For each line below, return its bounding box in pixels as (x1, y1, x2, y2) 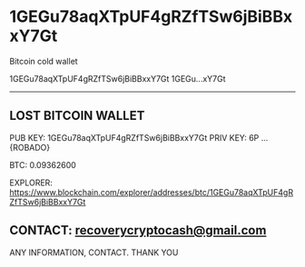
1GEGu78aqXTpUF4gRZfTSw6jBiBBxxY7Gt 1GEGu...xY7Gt (9, 73, 226, 84)
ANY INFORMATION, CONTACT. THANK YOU (9, 247, 179, 258)
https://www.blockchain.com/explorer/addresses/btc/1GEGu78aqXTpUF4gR (9, 186, 293, 197)
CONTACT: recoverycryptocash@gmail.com (9, 222, 267, 238)
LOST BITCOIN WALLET (9, 108, 145, 124)
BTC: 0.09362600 (9, 159, 77, 170)
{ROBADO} (9, 142, 51, 153)
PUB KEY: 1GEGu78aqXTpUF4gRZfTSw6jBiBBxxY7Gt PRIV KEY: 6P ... (9, 132, 269, 143)
